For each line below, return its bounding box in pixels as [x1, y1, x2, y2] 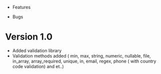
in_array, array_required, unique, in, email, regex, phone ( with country [12, 58, 157, 64]
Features [12, 4, 31, 10]
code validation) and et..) [12, 63, 64, 69]
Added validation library [12, 47, 62, 54]
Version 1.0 [5, 31, 53, 43]
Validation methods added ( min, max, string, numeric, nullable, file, [12, 53, 151, 59]
